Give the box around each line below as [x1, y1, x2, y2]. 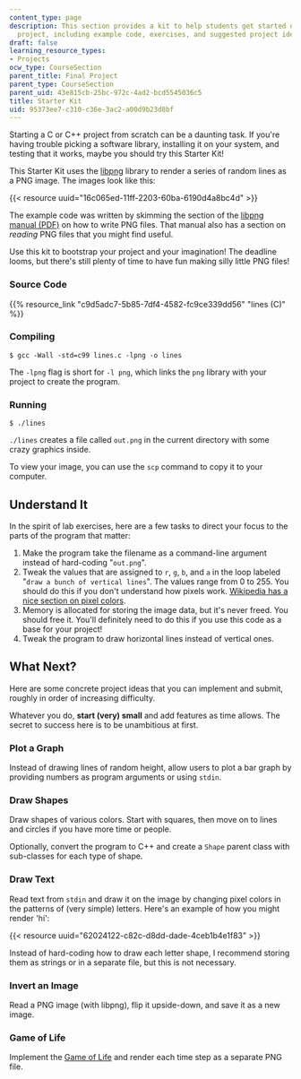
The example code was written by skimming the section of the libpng [9, 210, 264, 220]
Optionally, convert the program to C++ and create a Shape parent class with [9, 842, 290, 852]
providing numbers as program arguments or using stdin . [9, 772, 222, 782]
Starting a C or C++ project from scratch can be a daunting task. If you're [9, 129, 280, 140]
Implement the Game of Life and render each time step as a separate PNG [9, 1052, 282, 1063]
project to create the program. [9, 375, 121, 386]
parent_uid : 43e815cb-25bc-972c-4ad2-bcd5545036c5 [9, 88, 202, 97]
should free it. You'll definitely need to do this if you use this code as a [21, 614, 282, 625]
